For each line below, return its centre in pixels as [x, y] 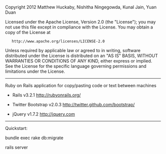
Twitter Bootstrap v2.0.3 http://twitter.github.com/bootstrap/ [73, 105]
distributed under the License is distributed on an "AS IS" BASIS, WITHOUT [82, 56]
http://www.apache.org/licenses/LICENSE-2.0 [58, 41]
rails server [17, 147]
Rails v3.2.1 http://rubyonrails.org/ [46, 95]
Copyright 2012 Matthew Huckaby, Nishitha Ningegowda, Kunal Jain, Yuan [81, 7]
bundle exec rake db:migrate [34, 138]
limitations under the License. [35, 71]
